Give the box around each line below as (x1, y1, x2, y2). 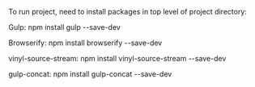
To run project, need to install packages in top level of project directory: (8, 7, 247, 16)
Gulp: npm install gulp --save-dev (8, 23, 121, 31)
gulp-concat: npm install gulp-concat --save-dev (8, 69, 172, 79)
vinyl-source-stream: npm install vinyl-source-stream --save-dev (8, 54, 227, 63)
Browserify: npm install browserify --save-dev (8, 38, 163, 48)
